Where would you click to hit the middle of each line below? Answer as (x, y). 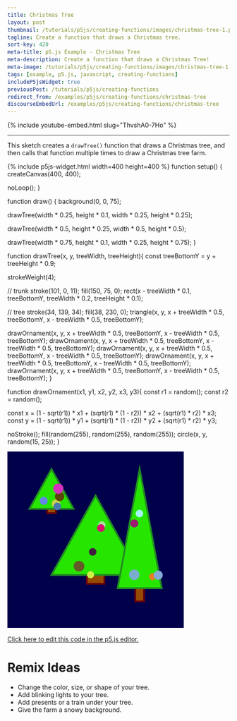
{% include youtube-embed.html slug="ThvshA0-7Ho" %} (92, 125)
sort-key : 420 (28, 45)
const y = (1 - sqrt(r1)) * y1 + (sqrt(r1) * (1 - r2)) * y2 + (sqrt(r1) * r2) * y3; (112, 420)
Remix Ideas (44, 668)
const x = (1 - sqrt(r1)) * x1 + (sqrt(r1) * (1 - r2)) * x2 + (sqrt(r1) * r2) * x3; (112, 413)
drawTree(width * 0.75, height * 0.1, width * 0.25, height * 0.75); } (102, 243)
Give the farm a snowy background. (69, 710)
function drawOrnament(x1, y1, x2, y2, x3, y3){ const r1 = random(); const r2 (118, 392)
